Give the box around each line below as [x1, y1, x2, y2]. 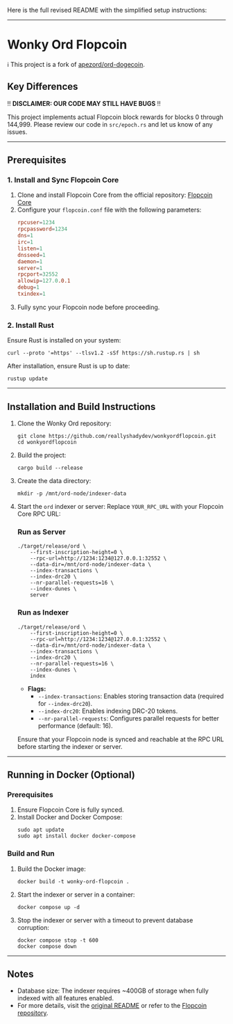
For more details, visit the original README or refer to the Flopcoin [17, 1002, 207, 1010]
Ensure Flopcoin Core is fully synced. [17, 805, 124, 814]
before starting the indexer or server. [17, 742, 123, 750]
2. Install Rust [7, 320, 54, 330]
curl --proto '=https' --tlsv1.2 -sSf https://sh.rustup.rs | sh [7, 349, 200, 357]
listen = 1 [17, 245, 43, 252]
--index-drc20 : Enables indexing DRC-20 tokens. [37, 707, 178, 715]
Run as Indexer [17, 608, 69, 617]
